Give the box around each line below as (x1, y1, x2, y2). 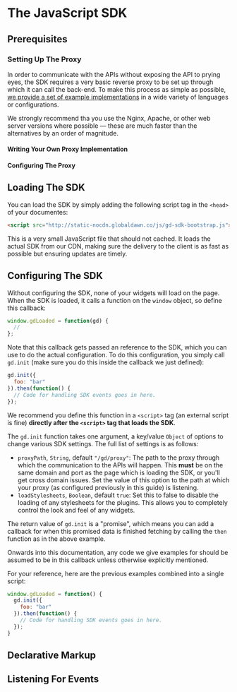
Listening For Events (7, 673, 99, 686)
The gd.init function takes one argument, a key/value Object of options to (7, 432, 224, 441)
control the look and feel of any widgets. (17, 506, 135, 514)
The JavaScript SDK (7, 5, 128, 21)
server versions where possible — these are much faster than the (7, 121, 197, 130)
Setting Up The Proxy (7, 54, 82, 64)
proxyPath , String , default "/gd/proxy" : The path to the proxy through (17, 453, 220, 462)
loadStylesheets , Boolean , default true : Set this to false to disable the (17, 491, 219, 499)
